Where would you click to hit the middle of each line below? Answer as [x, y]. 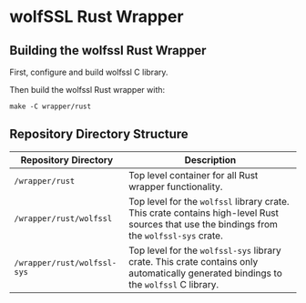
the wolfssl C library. [174, 284]
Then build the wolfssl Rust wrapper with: [87, 90]
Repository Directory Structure [99, 134]
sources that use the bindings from [203, 224]
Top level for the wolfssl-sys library [205, 250]
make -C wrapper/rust [51, 106]
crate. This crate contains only [194, 261]
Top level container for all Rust [194, 175]
